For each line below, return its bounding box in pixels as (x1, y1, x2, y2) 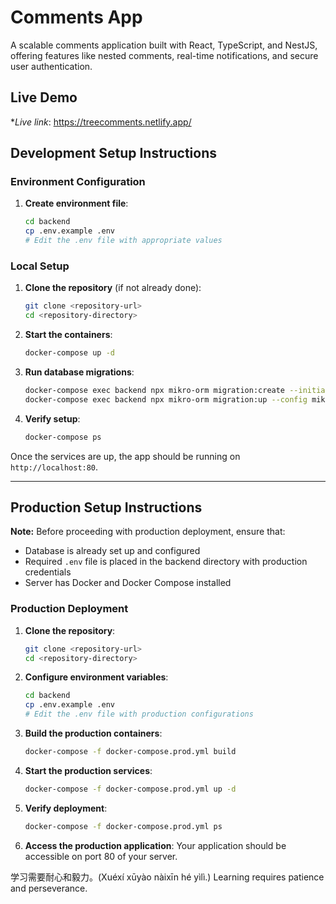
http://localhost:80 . (10, 461, 99, 473)
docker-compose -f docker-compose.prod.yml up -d (24, 784, 237, 794)
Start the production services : (24, 764, 153, 776)
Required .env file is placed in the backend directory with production (24, 556, 308, 568)
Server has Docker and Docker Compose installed (24, 577, 232, 589)
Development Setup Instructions (10, 145, 217, 162)
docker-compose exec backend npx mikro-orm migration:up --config (24, 394, 308, 405)
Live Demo (10, 89, 78, 106)
